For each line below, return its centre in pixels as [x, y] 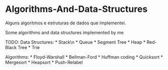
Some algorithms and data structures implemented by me [64, 32]
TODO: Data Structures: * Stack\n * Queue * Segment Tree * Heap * [75, 42]
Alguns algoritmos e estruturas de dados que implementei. [66, 23]
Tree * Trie [29, 47]
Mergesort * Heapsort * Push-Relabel [44, 62]
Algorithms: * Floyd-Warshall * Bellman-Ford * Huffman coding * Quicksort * [84, 57]
